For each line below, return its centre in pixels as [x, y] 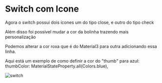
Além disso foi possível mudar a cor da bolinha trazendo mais [67, 32]
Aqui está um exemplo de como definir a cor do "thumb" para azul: [72, 61]
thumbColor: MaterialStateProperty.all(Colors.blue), [57, 66]
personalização [20, 37]
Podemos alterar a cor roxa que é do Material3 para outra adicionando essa [81, 46]
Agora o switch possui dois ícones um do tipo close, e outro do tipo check [80, 22]
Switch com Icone [42, 9]
